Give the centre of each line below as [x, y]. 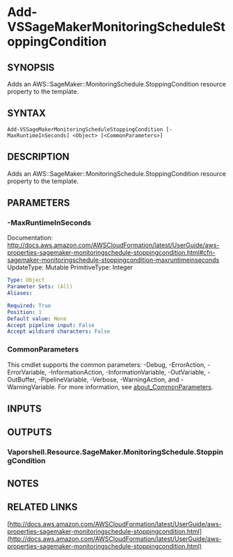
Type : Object [26, 280]
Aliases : [20, 293]
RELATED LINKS [42, 507]
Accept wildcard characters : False [59, 331]
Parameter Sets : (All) [40, 287]
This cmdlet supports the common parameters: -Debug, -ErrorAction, [107, 364]
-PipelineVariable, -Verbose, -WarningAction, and [109, 379]
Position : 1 [24, 312]
